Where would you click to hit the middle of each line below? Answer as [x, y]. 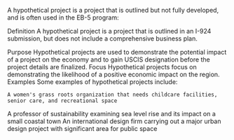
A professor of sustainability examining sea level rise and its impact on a [111, 114]
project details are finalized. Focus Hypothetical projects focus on [102, 67]
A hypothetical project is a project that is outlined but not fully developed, [113, 10]
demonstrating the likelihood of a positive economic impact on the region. [113, 74]
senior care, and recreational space [62, 101]
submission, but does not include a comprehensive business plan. [103, 38]
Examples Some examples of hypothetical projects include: [92, 82]
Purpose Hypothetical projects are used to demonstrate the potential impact [117, 52]
